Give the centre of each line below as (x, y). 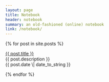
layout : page (19, 10)
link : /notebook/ (24, 29)
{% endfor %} (20, 74)
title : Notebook (23, 15)
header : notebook (24, 19)
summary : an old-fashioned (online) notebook (54, 24)
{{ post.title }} (20, 54)
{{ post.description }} (28, 59)
